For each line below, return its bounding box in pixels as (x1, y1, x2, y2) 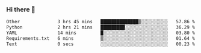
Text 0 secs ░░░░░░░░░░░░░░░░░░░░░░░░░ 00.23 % (6, 41, 196, 47)
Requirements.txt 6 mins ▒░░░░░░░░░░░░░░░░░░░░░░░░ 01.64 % (6, 35, 196, 41)
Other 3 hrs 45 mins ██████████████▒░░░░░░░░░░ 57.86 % (6, 19, 196, 25)
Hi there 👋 (6, 5, 36, 14)
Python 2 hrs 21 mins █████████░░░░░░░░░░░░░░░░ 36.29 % (6, 24, 196, 30)
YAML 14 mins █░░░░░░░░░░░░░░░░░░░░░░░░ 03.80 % (6, 30, 196, 36)
